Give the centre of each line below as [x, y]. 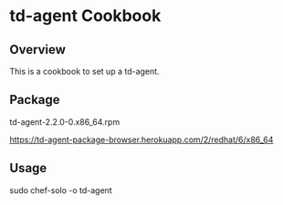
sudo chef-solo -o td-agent [61, 190]
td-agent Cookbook [85, 16]
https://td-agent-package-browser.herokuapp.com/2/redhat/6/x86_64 [141, 139]
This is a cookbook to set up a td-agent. [84, 71]
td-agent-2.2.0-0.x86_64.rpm [65, 122]
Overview [38, 50]
